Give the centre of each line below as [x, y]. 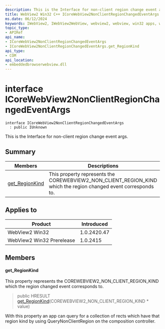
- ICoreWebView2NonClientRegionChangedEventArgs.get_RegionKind [72, 46]
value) [24, 306]
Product [41, 224]
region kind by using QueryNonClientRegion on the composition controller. [80, 321]
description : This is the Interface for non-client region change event [81, 10]
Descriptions [103, 165]
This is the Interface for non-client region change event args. [67, 136]
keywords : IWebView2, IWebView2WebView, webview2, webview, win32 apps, [81, 23]
